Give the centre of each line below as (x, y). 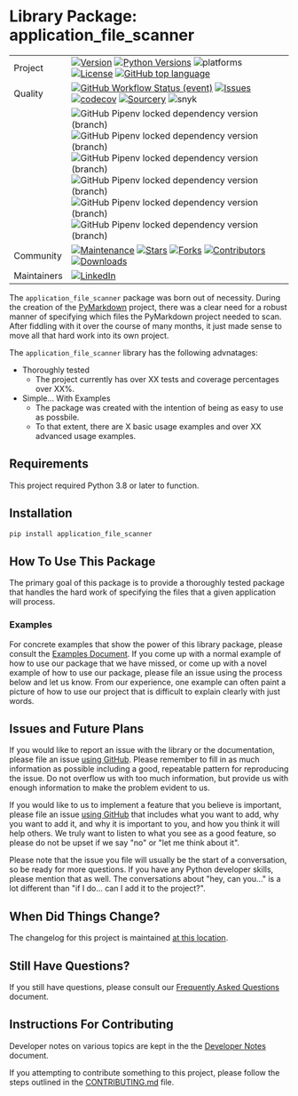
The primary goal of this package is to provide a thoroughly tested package (147, 583)
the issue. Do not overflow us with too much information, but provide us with (149, 779)
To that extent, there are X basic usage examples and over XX (148, 426)
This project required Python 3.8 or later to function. (104, 485)
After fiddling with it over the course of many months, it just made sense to (145, 325)
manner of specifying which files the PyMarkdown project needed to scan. (145, 316)
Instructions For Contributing (92, 1024)
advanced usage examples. (86, 436)
